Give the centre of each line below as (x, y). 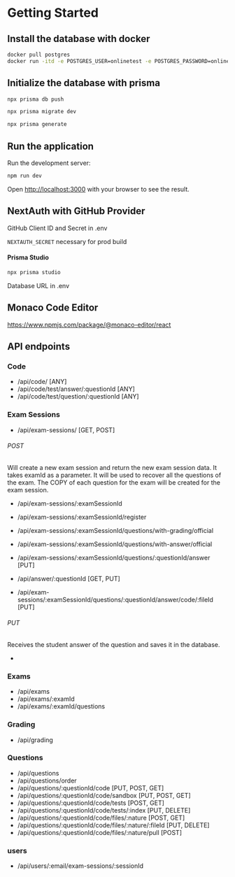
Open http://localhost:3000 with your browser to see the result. (99, 189)
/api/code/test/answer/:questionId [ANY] (76, 389)
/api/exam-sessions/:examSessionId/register (82, 517)
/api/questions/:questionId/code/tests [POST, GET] (91, 803)
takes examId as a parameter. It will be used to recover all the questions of (114, 475)
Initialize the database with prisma (84, 83)
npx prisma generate (37, 124)
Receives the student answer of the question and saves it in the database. (114, 644)
